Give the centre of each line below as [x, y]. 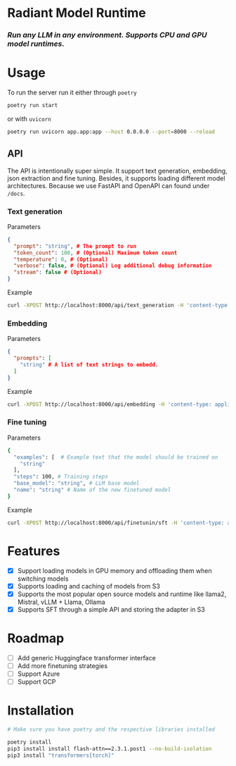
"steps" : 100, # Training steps [61, 477]
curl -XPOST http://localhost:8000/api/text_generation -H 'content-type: [119, 305]
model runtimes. [36, 44]
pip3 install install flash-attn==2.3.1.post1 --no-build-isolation [110, 748]
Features [34, 551]
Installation [41, 711]
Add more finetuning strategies [62, 666]
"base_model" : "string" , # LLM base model [77, 483]
